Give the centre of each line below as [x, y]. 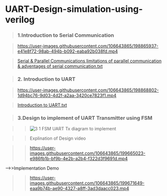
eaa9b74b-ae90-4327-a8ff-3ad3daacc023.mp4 [79, 189]
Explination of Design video [58, 138]
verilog [20, 20]
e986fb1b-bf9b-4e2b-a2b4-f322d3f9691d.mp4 [79, 159]
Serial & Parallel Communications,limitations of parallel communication [89, 61]
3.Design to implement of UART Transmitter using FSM [85, 118]
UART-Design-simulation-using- [74, 9]
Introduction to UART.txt [42, 105]
